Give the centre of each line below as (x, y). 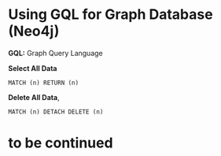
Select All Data (33, 68)
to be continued (61, 143)
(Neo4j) (34, 31)
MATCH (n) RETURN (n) (44, 83)
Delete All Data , (34, 97)
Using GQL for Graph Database (111, 15)
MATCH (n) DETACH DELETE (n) (56, 112)
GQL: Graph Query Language (56, 53)
